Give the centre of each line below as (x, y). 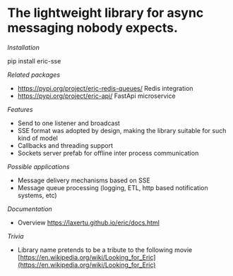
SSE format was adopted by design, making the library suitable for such (122, 130)
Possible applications (38, 166)
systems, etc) (37, 195)
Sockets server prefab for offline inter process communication (108, 153)
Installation (24, 47)
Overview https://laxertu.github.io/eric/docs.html (89, 222)
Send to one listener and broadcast (68, 123)
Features (20, 109)
